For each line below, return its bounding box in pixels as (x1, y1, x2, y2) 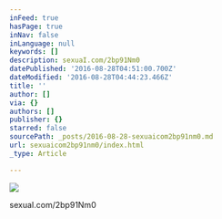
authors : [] (9, 107, 55, 116)
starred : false (9, 124, 67, 133)
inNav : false (9, 30, 59, 39)
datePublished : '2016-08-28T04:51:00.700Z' (9, 65, 177, 74)
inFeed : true (9, 13, 59, 23)
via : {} (9, 98, 39, 108)
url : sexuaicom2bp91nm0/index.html (9, 141, 145, 150)
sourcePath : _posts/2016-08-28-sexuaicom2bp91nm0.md (9, 132, 214, 141)
